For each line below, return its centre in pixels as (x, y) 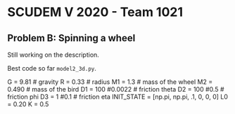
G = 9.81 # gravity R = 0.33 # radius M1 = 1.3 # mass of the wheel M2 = (110, 82)
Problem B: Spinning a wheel (71, 38)
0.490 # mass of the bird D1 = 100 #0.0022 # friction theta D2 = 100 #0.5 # (116, 89)
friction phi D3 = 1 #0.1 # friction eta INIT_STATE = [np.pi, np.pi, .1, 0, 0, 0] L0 (118, 97)
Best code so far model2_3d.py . (52, 68)
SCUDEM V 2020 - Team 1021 (95, 12)
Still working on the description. (53, 55)
